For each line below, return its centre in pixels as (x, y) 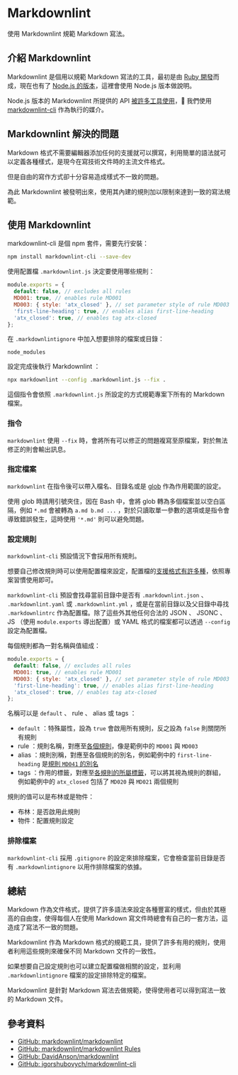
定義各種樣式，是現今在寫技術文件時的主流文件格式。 (91, 161)
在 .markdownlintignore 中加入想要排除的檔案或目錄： (86, 339)
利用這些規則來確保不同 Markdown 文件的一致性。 (86, 951)
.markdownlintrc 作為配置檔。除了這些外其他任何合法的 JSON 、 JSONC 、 (117, 613)
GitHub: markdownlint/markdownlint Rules (79, 1049)
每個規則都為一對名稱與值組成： (54, 646)
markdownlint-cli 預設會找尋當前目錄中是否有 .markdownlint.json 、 (107, 595)
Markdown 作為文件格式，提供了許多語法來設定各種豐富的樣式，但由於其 (114, 909)
